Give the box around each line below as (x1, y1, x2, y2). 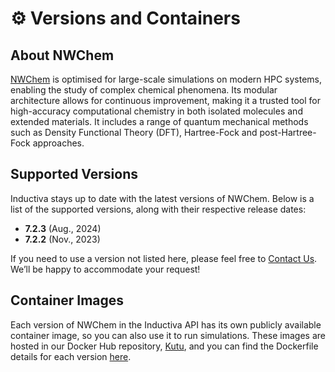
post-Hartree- (259, 127, 317, 138)
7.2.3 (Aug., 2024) (24, 222, 102, 234)
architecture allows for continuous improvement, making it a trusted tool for (10, 95, 322, 106)
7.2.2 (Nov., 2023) (24, 233, 101, 245)
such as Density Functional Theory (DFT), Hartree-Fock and (10, 127, 258, 138)
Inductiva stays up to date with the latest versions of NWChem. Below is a (10, 192, 315, 204)
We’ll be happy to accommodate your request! (10, 263, 201, 275)
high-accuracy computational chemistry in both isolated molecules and (10, 105, 303, 117)
